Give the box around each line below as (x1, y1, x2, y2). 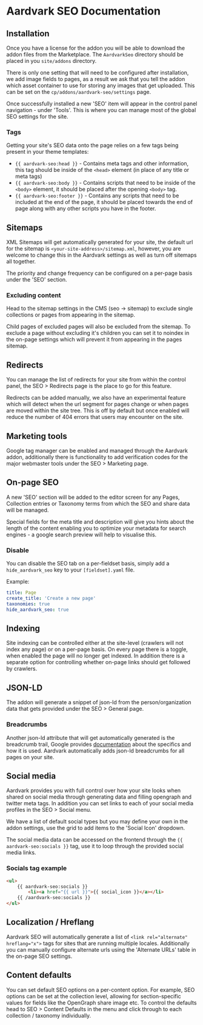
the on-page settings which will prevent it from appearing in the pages (6, 336, 182, 343)
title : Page (6, 590, 36, 596)
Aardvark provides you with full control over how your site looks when (6, 787, 181, 794)
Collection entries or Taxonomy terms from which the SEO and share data (6, 499, 190, 507)
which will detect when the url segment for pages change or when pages (6, 401, 189, 408)
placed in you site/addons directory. (6, 58, 97, 64)
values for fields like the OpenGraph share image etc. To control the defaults (6, 999, 197, 1006)
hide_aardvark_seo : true (6, 607, 69, 613)
